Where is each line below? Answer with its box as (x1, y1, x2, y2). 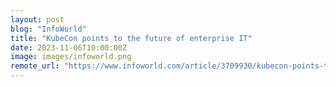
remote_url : (10, 61, 60, 71)
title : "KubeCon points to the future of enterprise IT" (10, 33, 253, 43)
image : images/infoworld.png (10, 52, 132, 62)
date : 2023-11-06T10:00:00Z (10, 42, 128, 53)
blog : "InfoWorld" (10, 24, 87, 34)
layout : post (10, 14, 65, 25)
